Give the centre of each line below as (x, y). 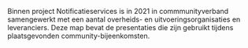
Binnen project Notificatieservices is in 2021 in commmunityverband (118, 11)
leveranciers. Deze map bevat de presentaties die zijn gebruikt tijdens (120, 27)
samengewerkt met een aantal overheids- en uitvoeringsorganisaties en (124, 19)
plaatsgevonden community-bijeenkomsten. (79, 36)
